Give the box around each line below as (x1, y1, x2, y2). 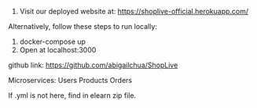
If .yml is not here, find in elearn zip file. (8, 91, 137, 100)
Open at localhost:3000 (19, 45, 97, 54)
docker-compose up (19, 37, 86, 46)
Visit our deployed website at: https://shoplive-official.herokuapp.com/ (19, 7, 249, 16)
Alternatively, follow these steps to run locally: (8, 22, 157, 31)
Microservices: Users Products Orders (8, 76, 132, 85)
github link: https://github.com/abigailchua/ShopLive (8, 60, 178, 70)
